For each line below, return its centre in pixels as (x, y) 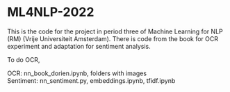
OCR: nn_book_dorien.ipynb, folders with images (77, 73)
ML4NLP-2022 (51, 12)
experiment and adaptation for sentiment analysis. (79, 46)
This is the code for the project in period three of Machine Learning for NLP (115, 31)
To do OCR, (24, 59)
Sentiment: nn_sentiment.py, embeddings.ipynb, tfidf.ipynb (91, 80)
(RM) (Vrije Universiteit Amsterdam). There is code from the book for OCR (113, 38)
